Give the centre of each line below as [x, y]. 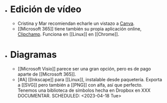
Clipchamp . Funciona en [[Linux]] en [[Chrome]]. [68, 34]
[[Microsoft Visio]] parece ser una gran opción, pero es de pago [84, 68]
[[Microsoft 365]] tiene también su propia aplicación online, [79, 28]
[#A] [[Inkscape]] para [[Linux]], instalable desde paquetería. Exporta [90, 79]
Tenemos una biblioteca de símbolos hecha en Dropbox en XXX [84, 90]
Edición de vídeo [46, 9]
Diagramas [33, 55]
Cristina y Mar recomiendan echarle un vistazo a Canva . [76, 23]
